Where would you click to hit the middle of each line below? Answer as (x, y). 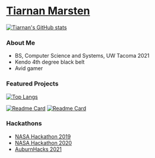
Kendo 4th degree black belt (50, 62)
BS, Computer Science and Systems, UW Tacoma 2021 (82, 56)
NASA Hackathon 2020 (43, 143)
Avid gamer (29, 68)
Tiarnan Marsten (48, 11)
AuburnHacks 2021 (38, 149)
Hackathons (24, 124)
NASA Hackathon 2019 (43, 136)
